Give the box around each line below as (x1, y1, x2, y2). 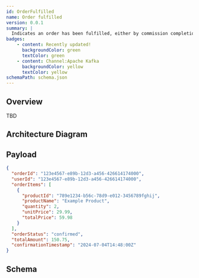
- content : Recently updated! (17, 42, 92, 48)
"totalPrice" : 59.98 (21, 215, 73, 221)
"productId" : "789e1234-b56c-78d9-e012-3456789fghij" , (21, 193, 161, 199)
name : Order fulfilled (6, 14, 62, 20)
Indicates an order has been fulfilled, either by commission (11, 31, 168, 37)
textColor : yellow (21, 69, 68, 75)
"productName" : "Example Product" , (21, 198, 110, 204)
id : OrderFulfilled (6, 8, 54, 15)
